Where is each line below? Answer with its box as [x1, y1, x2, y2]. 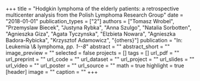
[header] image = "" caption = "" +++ [5, 68, 98, 75]
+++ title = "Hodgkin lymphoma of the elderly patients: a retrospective [5, 5, 179, 12]
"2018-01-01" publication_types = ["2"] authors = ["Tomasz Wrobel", [5, 18, 175, 24]
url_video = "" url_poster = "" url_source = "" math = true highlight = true [5, 62, 184, 69]
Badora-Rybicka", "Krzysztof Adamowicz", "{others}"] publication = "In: [5, 37, 183, 43]
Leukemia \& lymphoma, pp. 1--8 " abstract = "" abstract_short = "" [5, 43, 170, 50]
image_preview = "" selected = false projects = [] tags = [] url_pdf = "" [5, 49, 180, 56]
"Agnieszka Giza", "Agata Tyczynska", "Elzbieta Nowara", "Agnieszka [5, 30, 176, 38]
